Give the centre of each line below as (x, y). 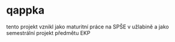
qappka (25, 10)
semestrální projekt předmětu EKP (49, 33)
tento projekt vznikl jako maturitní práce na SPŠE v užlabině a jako (87, 27)
